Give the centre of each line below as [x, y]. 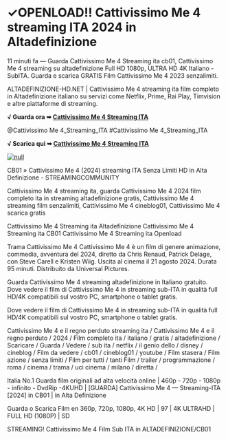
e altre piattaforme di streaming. [53, 103]
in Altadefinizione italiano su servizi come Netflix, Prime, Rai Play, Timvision [114, 96]
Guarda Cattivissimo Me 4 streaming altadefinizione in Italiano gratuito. [107, 282]
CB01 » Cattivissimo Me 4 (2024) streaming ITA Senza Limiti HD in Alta [107, 170]
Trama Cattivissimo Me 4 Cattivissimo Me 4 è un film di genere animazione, [114, 246]
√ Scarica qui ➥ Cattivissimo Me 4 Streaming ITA [78, 143]
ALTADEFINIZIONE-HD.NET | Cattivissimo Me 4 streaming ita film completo [113, 89]
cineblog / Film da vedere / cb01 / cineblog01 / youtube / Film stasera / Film [113, 352]
